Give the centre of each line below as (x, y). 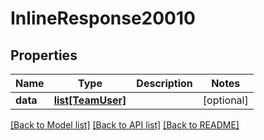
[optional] (225, 100)
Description (164, 83)
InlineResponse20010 (103, 18)
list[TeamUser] (90, 100)
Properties (44, 55)
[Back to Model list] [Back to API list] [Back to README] (125, 125)
